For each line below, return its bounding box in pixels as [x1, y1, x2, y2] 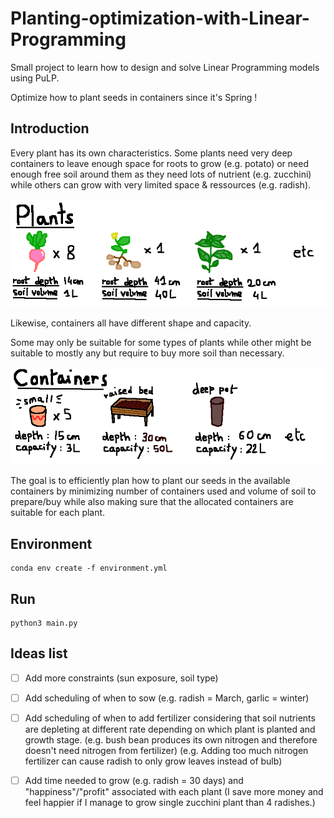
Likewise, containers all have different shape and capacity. [10, 317, 252, 329]
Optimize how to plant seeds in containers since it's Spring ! [10, 91, 258, 103]
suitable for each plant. [10, 507, 106, 519]
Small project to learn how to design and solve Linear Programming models [10, 61, 320, 73]
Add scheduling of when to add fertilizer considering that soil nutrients [24, 712, 316, 724]
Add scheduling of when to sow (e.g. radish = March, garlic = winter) [24, 692, 310, 704]
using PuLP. [10, 72, 60, 84]
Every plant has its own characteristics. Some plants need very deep [10, 147, 293, 159]
